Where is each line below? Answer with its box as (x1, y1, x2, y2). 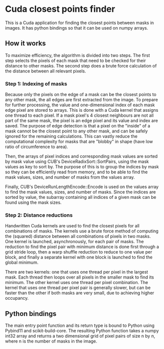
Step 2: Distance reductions (5, 212, 73, 219)
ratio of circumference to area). (5, 144, 69, 150)
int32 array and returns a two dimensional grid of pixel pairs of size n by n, (5, 333, 155, 339)
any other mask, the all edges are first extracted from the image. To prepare (5, 97, 158, 103)
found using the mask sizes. (5, 199, 62, 205)
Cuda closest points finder (5, 3, 116, 15)
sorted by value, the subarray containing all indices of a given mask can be (5, 194, 157, 200)
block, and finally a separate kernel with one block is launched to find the (5, 254, 153, 260)
